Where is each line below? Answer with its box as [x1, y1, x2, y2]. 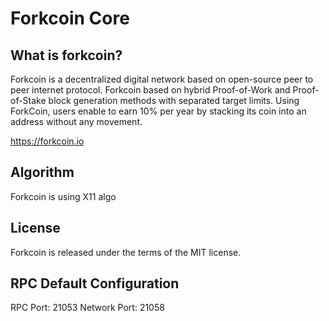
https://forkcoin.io [10, 135, 85, 147]
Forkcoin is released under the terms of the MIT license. [10, 246, 242, 258]
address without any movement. [10, 116, 143, 127]
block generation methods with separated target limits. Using [48, 95, 300, 106]
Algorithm [10, 164, 75, 181]
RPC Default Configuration [10, 275, 180, 292]
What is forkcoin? [10, 47, 123, 64]
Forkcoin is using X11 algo [10, 190, 117, 202]
